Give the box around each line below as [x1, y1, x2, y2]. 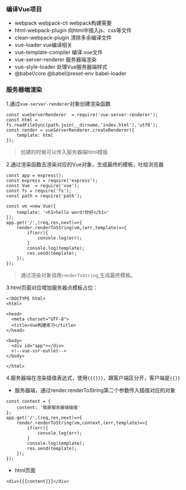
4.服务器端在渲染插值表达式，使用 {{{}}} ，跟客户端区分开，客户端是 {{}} [6, 374, 181, 381]
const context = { [6, 398, 51, 404]
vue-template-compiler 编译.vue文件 [14, 49, 104, 56]
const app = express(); [6, 172, 64, 178]
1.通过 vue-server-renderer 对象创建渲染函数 [6, 100, 111, 107]
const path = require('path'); [6, 193, 82, 199]
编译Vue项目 [6, 5, 42, 13]
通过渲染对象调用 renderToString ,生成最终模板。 [20, 271, 136, 278]
